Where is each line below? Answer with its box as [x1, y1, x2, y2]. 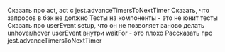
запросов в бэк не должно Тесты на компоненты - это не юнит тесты [7, 14, 219, 22]
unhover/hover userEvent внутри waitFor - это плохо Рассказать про [7, 28, 213, 37]
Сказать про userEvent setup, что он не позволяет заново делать [7, 21, 204, 29]
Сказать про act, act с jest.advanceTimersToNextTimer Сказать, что [7, 6, 209, 14]
